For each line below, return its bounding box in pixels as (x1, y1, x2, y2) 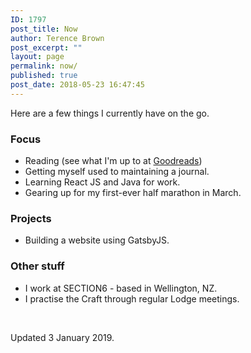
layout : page (10, 52, 65, 62)
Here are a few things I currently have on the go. (10, 107, 210, 119)
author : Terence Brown (10, 33, 105, 43)
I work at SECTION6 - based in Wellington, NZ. (24, 282, 218, 294)
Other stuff (10, 259, 65, 273)
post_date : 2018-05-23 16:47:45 (10, 80, 145, 90)
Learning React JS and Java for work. (24, 176, 181, 188)
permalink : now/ (10, 61, 78, 71)
